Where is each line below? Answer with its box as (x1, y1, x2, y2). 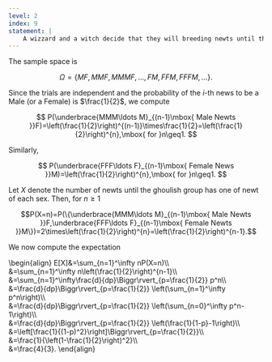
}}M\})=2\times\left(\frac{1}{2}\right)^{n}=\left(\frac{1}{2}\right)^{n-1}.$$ (15, 227, 257, 236)
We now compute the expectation (8, 242, 121, 252)
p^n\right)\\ (8, 292, 46, 302)
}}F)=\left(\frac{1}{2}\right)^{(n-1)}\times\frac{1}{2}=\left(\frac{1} (29, 121, 243, 130)
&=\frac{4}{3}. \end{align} (8, 344, 96, 354)
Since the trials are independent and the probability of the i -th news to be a (8, 88, 259, 98)
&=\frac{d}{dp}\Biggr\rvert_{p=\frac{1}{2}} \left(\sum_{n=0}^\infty (8, 301, 228, 311)
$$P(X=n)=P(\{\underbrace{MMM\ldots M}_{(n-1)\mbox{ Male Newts (20, 210, 252, 219)
